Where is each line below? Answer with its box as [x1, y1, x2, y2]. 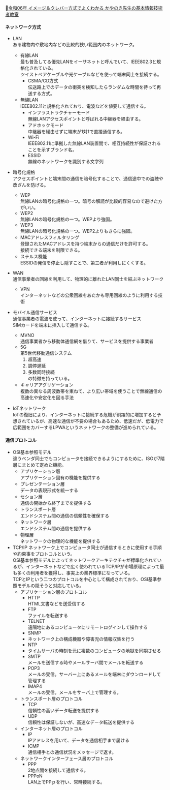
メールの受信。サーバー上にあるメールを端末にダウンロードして [27, 671, 161, 678]
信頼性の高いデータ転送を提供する [27, 708, 99, 714]
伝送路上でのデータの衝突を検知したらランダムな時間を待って [27, 84, 157, 90]
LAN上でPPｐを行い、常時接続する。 [27, 779, 105, 785]
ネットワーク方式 [5, 24, 41, 30]
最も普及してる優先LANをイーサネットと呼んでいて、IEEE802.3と [20, 58, 157, 65]
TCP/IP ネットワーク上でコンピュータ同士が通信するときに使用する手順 [12, 544, 162, 551]
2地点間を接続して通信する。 [27, 767, 89, 773]
